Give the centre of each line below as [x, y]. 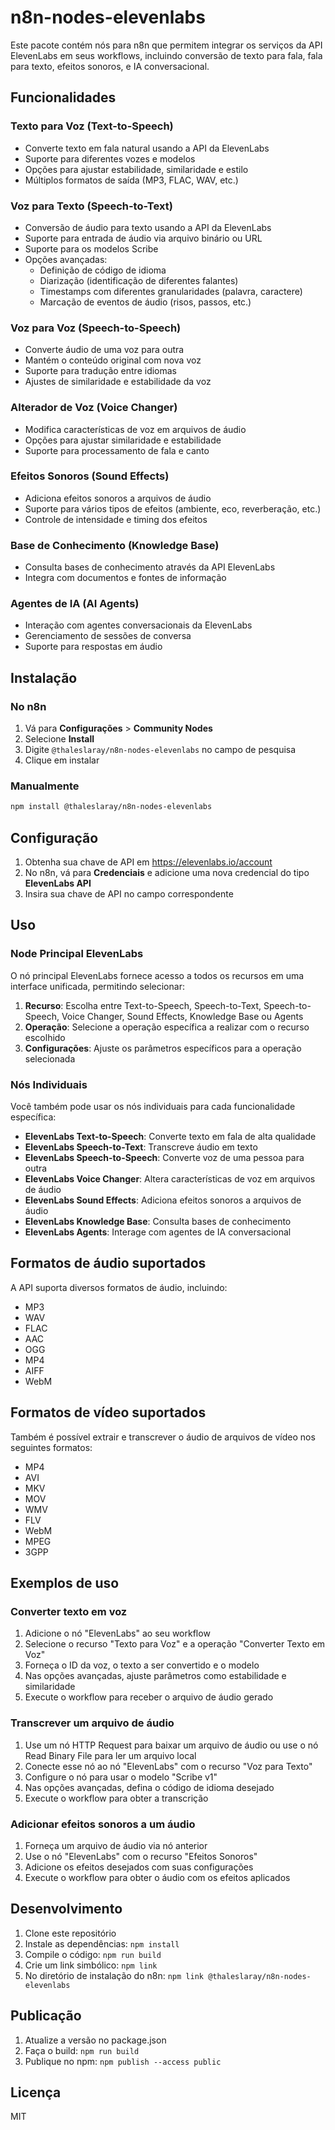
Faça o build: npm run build [82, 2050]
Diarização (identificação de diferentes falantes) [139, 280]
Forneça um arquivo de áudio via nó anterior [116, 1845]
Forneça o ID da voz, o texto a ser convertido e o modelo [142, 1665]
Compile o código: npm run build [93, 1954]
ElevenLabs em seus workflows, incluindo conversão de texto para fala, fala [166, 55]
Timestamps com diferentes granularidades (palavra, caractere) [171, 291]
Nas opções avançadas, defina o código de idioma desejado [149, 1787]
